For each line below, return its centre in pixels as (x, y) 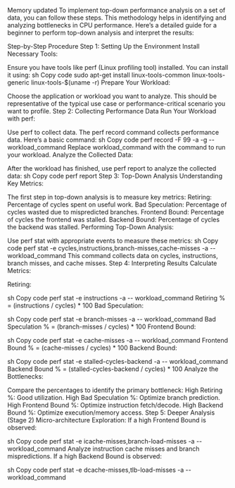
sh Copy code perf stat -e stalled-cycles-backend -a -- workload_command (118, 361)
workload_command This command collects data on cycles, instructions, (113, 256)
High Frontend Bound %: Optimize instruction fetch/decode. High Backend (115, 405)
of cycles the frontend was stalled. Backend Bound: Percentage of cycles (114, 219)
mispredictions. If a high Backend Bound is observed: (84, 456)
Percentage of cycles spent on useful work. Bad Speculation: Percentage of (117, 205)
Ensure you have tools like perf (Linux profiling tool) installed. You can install (118, 67)
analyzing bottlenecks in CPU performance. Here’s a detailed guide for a (112, 25)
